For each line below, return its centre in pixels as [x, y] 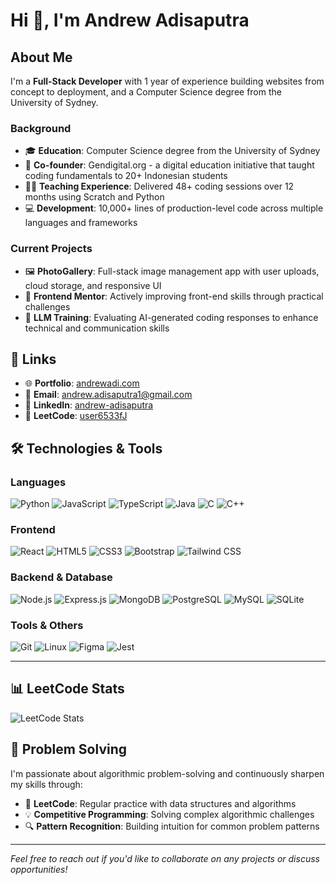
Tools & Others [47, 625]
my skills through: [46, 784]
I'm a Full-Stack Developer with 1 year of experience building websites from [167, 81]
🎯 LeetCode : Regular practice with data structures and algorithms [160, 803]
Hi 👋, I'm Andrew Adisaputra [130, 20]
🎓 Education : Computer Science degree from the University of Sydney [172, 151]
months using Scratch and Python [94, 197]
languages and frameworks [81, 223]
